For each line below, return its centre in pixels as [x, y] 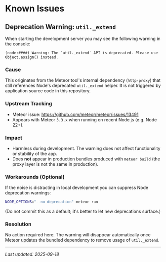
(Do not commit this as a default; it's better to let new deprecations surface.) [83, 211]
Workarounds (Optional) [35, 177]
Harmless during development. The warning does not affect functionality [86, 148]
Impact [14, 138]
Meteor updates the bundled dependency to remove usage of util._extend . [82, 240]
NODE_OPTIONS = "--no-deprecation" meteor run [52, 202]
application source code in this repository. [48, 91]
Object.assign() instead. [32, 57]
